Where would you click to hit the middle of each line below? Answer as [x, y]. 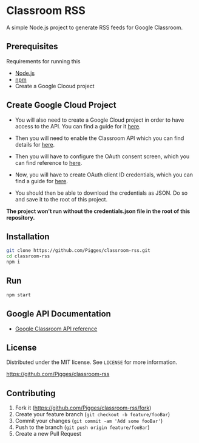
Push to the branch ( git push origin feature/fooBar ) [82, 427]
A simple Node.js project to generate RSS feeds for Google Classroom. [95, 27]
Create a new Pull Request [48, 434]
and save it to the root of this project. [61, 199]
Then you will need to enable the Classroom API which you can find [99, 138]
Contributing [31, 393]
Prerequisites [32, 47]
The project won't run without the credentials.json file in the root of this [98, 211]
